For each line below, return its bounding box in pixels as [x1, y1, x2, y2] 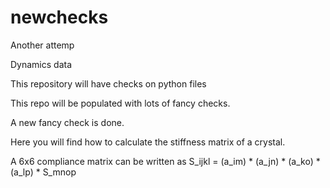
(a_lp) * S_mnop [10, 166, 77, 178]
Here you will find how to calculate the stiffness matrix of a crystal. [10, 136, 286, 148]
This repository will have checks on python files [10, 77, 207, 90]
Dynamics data [10, 58, 73, 70]
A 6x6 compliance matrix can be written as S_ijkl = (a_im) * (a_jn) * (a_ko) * [10, 155, 321, 167]
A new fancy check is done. [10, 116, 125, 128]
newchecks [10, 6, 109, 29]
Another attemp [10, 39, 75, 51]
